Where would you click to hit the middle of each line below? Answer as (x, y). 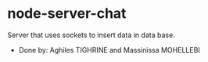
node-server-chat (67, 14)
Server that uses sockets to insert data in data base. (91, 35)
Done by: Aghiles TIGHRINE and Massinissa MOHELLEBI (109, 50)
